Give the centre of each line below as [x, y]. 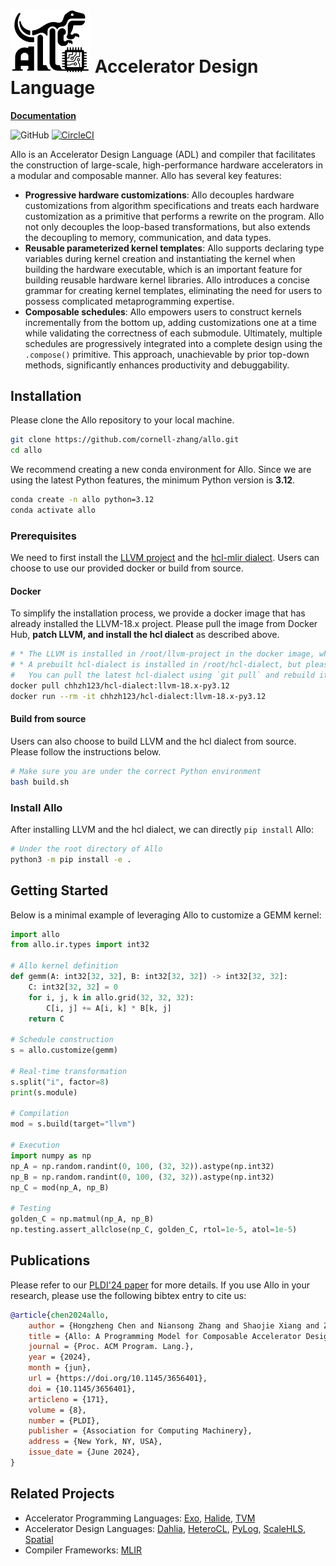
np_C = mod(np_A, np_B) [60, 1187]
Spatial [39, 1539]
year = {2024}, [60, 1357]
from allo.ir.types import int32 [80, 945]
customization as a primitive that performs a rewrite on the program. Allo [174, 216]
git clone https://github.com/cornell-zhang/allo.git [125, 440]
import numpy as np [51, 1155]
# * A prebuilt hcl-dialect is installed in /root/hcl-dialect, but [156, 665]
